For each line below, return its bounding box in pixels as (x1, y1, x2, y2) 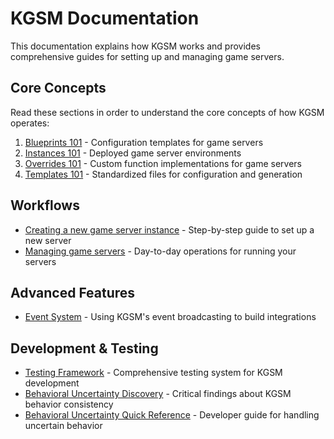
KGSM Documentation (10, 7, 200, 30)
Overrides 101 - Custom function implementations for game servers (24, 157, 302, 169)
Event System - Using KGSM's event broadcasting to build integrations (24, 311, 317, 323)
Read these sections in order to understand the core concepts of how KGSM (10, 106, 325, 118)
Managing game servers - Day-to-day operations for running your (24, 245, 297, 257)
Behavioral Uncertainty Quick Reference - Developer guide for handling (24, 409, 320, 421)
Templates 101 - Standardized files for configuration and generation (24, 168, 303, 180)
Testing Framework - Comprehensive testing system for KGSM (24, 367, 283, 379)
